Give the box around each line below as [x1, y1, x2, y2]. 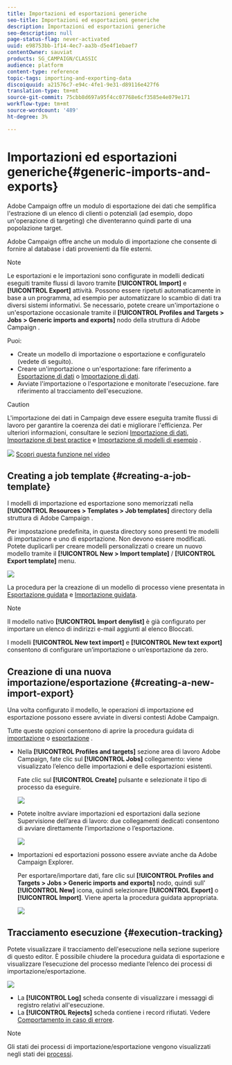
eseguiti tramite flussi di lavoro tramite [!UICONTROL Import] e [7, 279, 187, 287]
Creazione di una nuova [7, 666, 112, 677]
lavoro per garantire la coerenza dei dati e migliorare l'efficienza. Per [7, 421, 203, 429]
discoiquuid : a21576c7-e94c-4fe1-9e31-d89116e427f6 [7, 81, 159, 88]
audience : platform [7, 62, 64, 69]
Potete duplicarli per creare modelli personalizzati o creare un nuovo [7, 542, 203, 551]
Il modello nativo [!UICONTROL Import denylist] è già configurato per [7, 618, 206, 626]
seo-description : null [7, 29, 73, 37]
